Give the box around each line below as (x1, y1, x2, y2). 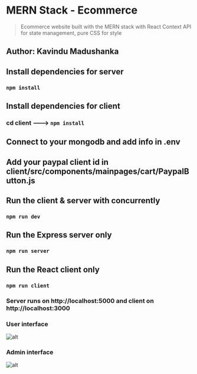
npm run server (6, 248, 50, 255)
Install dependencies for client (6, 101, 121, 111)
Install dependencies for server (6, 66, 124, 77)
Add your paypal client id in (6, 157, 109, 167)
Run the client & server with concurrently (6, 196, 160, 206)
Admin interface (6, 348, 54, 356)
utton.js (6, 175, 35, 186)
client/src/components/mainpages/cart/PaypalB (6, 166, 190, 176)
